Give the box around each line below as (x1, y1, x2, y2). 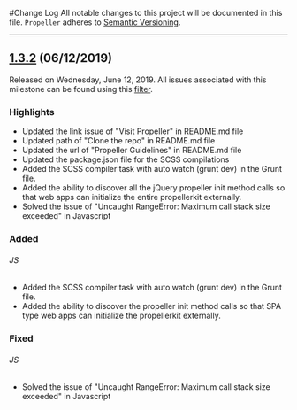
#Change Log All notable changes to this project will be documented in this (9, 8, 283, 18)
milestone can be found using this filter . (9, 83, 153, 94)
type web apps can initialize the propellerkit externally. (21, 310, 221, 321)
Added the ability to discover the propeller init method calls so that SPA (21, 301, 281, 312)
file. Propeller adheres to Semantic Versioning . (9, 17, 181, 27)
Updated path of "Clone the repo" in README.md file (21, 135, 216, 146)
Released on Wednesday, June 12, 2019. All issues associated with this (9, 74, 267, 85)
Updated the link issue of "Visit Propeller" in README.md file (21, 126, 244, 136)
